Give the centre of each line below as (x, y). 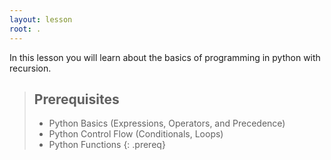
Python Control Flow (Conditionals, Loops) (136, 134)
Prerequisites (76, 99)
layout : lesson (41, 19)
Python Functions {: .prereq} (107, 145)
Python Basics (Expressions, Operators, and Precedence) (167, 123)
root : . (25, 29)
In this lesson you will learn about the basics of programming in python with (165, 57)
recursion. (30, 68)
